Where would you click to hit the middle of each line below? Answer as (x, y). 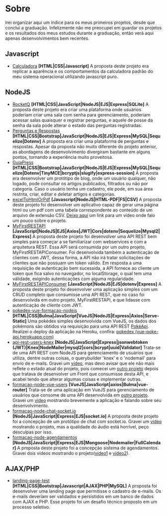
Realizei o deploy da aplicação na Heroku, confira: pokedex (73, 331)
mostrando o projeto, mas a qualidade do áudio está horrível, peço (81, 426)
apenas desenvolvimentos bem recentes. (47, 38)
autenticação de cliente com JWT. (47, 305)
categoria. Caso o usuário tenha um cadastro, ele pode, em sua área (83, 189)
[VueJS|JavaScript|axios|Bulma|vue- (109, 384)
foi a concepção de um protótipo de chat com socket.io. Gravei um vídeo (87, 421)
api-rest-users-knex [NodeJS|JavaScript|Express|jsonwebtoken (80, 342)
